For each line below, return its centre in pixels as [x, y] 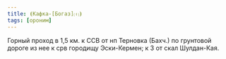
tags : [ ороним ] [30, 20]
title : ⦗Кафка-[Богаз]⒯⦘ [45, 14]
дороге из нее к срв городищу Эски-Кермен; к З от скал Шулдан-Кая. [113, 48]
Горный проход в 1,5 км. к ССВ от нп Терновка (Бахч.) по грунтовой [109, 40]
